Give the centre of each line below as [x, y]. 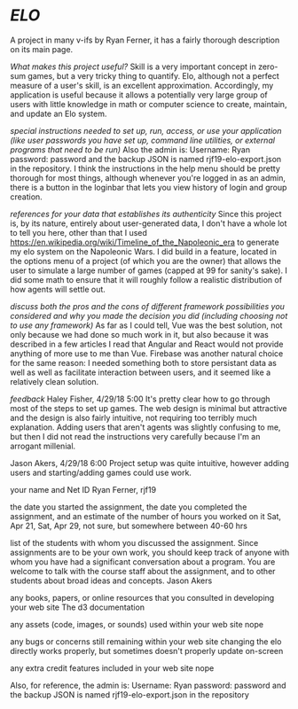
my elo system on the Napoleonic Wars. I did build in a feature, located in [144, 251]
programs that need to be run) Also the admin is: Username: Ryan [130, 149]
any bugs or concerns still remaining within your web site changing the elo [146, 641]
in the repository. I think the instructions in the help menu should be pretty [145, 168]
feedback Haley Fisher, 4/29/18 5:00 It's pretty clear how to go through [140, 399]
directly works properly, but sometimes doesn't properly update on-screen [147, 651]
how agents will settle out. [58, 289]
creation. [26, 197]
